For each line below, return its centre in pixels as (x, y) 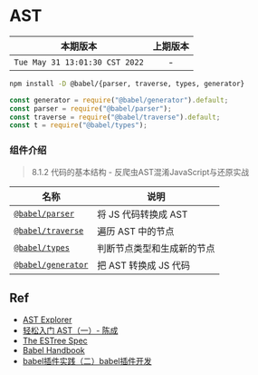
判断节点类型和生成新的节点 (156, 248)
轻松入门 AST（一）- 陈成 (70, 331)
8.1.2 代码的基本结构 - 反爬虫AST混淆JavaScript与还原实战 (140, 172)
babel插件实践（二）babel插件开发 (87, 361)
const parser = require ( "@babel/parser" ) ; (91, 109)
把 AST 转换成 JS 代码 (143, 265)
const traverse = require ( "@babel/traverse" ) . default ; (115, 117)
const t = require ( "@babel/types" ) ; (78, 125)
